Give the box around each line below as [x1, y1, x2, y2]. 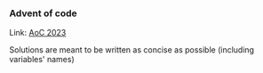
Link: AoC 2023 [9, 28, 67, 38]
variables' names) [9, 54, 76, 65]
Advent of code [9, 7, 77, 20]
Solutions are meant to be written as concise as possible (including [9, 45, 255, 55]
